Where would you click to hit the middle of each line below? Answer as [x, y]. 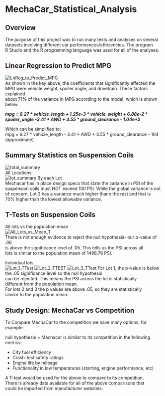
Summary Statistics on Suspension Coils [70, 155]
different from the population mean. [41, 284]
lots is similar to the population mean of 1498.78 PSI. [59, 253]
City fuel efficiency [32, 352]
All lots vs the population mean [37, 227]
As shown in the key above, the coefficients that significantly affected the [80, 83]
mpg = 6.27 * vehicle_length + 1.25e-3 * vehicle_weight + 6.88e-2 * [76, 114]
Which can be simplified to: [33, 129]
